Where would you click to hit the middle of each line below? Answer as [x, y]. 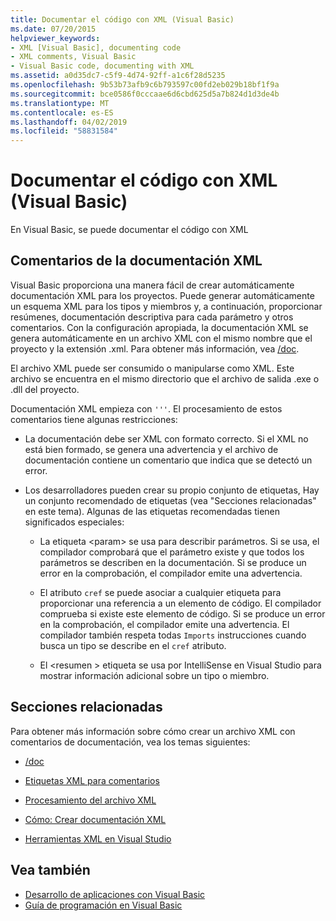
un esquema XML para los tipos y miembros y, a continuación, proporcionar [166, 306]
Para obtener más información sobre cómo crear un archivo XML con [153, 731]
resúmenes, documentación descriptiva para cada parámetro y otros [152, 317]
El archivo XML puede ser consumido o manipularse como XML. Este [152, 368]
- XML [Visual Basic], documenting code [96, 47]
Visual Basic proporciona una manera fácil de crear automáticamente [152, 285]
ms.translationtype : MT [60, 103]
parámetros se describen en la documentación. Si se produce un [173, 562]
